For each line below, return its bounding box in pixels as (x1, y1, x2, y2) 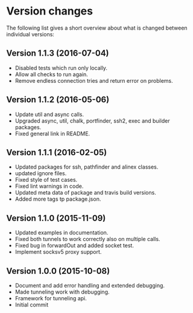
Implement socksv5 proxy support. (14, 248, 102, 256)
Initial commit (14, 301, 49, 308)
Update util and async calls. (14, 111, 84, 118)
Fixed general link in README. (14, 130, 90, 137)
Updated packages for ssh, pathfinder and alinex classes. (14, 163, 159, 170)
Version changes (6, 4, 93, 18)
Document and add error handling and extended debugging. (14, 282, 165, 289)
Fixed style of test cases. (14, 176, 78, 184)
